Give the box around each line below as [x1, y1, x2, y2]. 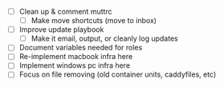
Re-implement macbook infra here [18, 52, 133, 61]
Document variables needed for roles [18, 43, 143, 53]
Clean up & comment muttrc [18, 7, 113, 16]
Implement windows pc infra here [18, 61, 130, 70]
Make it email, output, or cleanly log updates [31, 34, 178, 43]
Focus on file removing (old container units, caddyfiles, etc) [18, 69, 217, 79]
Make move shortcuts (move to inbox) [31, 16, 157, 26]
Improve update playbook [18, 25, 104, 34]
